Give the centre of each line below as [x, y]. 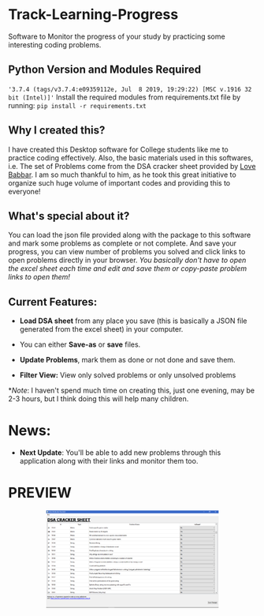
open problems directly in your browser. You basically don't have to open [127, 260]
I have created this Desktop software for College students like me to [118, 149]
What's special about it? [69, 216]
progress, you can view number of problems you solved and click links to [127, 252]
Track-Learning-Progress [93, 15]
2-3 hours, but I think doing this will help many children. [99, 399]
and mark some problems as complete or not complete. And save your [123, 243]
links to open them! [39, 277]
